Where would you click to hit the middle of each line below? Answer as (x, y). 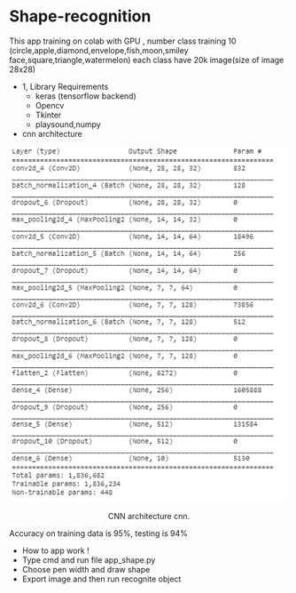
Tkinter (48, 115)
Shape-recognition (80, 16)
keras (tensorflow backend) (86, 96)
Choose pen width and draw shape (86, 569)
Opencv (50, 105)
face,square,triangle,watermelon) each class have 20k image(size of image (147, 60)
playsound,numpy (68, 124)
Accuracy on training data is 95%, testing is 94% (99, 533)
